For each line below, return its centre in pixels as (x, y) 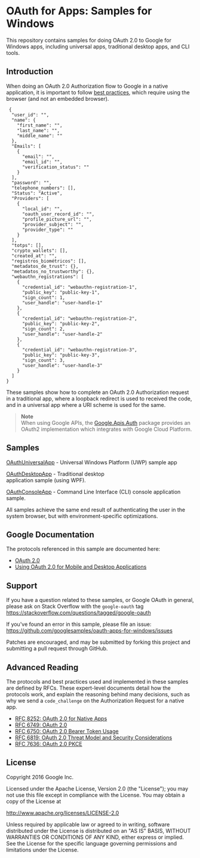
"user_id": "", (30, 115)
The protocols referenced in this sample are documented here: (83, 549)
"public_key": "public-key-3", (61, 355)
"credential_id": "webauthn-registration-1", (79, 287)
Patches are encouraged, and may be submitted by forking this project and (99, 642)
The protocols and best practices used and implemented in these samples (97, 682)
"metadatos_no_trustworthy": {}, (53, 271)
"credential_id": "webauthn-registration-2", (79, 318)
